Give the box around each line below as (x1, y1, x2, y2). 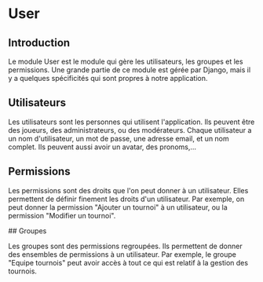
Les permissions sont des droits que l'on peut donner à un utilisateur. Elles (8, 185, 249, 195)
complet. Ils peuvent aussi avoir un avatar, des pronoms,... (8, 142, 197, 152)
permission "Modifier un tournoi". (8, 211, 116, 220)
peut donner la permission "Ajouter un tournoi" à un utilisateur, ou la (8, 202, 228, 212)
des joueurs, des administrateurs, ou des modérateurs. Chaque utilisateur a (8, 125, 252, 134)
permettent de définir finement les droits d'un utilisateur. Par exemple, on (8, 194, 245, 203)
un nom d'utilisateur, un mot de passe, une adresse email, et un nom (8, 134, 229, 143)
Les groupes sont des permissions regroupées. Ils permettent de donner (8, 241, 243, 251)
